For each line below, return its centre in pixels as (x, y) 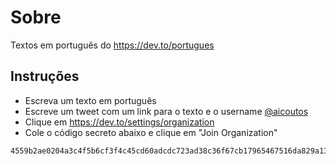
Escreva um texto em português (90, 100)
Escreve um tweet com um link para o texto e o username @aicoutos (166, 111)
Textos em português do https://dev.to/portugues (112, 45)
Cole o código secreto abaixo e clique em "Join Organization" (151, 132)
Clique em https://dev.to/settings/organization (119, 122)
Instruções (45, 76)
